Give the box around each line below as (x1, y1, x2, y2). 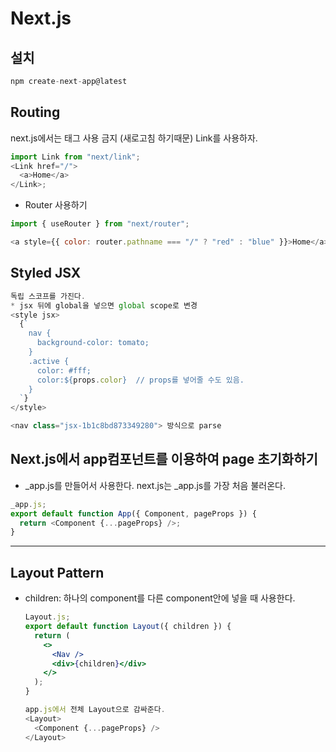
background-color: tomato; (36, 338, 150, 348)
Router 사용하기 (24, 199, 88, 211)
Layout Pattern (10, 564, 105, 581)
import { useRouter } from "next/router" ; (10, 219, 190, 229)
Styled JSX (10, 265, 82, 282)
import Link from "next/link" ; (10, 152, 141, 162)
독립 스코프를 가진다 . (10, 291, 86, 301)
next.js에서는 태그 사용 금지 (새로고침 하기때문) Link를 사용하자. (10, 132, 258, 144)
